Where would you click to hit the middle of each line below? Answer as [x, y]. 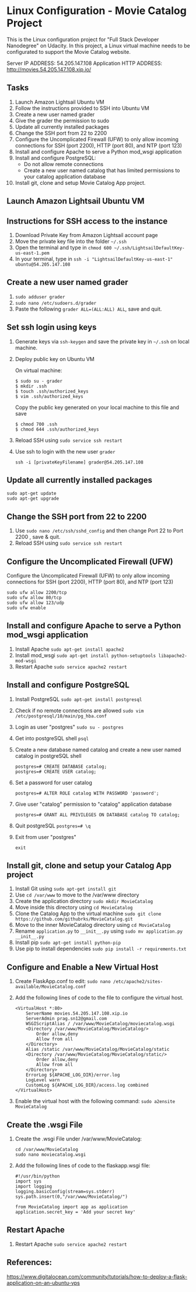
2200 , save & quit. [38, 537]
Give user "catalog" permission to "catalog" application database [93, 804]
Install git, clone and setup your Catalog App [89, 866]
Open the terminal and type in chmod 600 [63, 248]
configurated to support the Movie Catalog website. [69, 51]
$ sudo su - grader [39, 381]
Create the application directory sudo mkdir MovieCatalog [84, 901]
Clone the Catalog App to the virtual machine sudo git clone [88, 913]
